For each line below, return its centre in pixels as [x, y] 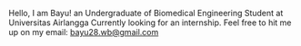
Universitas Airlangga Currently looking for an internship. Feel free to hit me [150, 23]
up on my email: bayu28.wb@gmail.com [84, 32]
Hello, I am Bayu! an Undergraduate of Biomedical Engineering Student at [146, 13]
